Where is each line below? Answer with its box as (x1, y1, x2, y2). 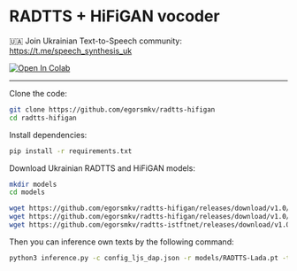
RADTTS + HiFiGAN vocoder (9, 6, 220, 27)
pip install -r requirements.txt (9, 146, 133, 156)
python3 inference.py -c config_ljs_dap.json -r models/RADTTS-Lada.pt (9, 253, 278, 262)
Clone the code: (9, 88, 68, 98)
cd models (9, 188, 46, 197)
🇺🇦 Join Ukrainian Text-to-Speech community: (9, 35, 183, 46)
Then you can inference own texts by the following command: (9, 236, 234, 247)
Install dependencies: (9, 129, 88, 140)
